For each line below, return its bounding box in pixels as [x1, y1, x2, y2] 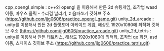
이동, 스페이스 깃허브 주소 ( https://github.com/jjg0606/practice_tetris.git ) [5, 40, 150, 46]
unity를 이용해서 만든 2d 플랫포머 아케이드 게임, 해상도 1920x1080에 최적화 [5, 22, 151, 27]
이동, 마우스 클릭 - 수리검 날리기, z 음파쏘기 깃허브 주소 [5, 10, 111, 16]
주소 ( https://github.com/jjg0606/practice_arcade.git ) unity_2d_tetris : [10, 28, 152, 33]
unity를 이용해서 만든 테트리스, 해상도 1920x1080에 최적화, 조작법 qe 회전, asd [5, 34, 158, 40]
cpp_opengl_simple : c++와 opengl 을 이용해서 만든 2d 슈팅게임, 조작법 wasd [5, 4, 157, 10]
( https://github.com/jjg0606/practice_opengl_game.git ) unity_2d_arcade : [5, 16, 154, 22]
